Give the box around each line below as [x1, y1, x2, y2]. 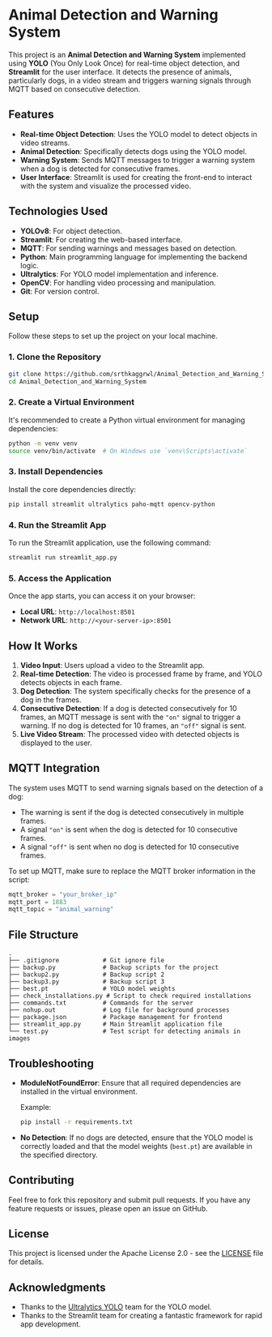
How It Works [8, 639, 79, 653]
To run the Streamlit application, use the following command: [8, 538, 211, 547]
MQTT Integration [8, 761, 100, 775]
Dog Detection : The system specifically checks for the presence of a [19, 686, 251, 696]
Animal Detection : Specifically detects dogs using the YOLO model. [19, 146, 247, 156]
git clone [8, 370, 42, 378]
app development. [19, 1319, 81, 1329]
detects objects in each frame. [19, 677, 122, 687]
